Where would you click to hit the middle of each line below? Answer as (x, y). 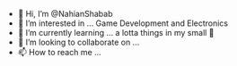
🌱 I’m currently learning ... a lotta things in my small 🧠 (116, 33)
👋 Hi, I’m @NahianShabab (66, 14)
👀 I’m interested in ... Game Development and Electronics (123, 23)
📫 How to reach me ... (59, 52)
